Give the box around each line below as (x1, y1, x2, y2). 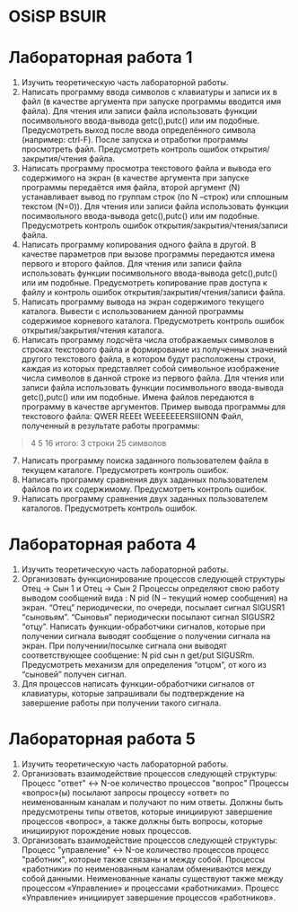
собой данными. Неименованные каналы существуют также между (21, 873, 284, 883)
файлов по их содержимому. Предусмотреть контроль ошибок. (21, 484, 267, 495)
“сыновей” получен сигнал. (21, 669, 127, 680)
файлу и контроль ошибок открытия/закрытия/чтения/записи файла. (21, 287, 286, 298)
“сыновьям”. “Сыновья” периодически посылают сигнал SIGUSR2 (21, 612, 276, 623)
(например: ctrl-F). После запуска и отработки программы (21, 135, 249, 145)
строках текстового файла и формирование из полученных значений (21, 344, 288, 355)
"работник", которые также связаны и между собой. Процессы (21, 855, 266, 864)
